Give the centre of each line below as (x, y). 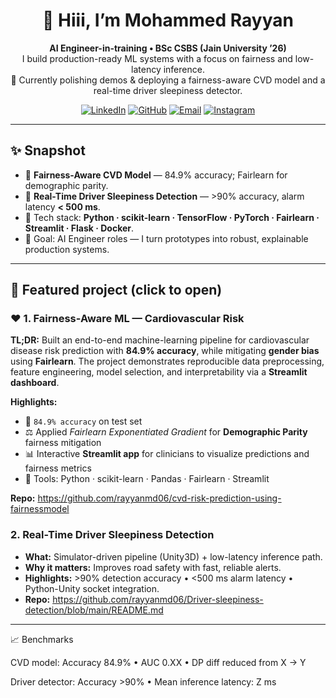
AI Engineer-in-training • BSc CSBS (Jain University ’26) (168, 48)
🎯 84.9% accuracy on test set (83, 421)
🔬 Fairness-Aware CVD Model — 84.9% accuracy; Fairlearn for (156, 175)
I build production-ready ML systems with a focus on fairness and (157, 58)
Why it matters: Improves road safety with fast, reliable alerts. (153, 567)
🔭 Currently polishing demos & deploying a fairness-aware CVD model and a (168, 80)
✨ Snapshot (48, 150)
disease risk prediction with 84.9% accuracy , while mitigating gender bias (165, 351)
